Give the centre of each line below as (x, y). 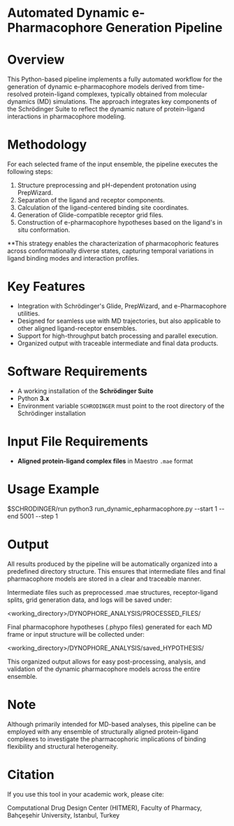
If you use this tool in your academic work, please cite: (86, 794)
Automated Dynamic (68, 13)
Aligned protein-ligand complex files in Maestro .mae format (105, 461)
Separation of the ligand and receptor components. (91, 200)
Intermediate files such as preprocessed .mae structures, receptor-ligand (113, 592)
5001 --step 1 (39, 516)
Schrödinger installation (51, 413)
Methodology (47, 145)
